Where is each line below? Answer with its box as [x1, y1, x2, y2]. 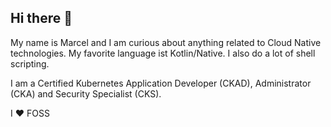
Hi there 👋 [10, 10, 73, 27]
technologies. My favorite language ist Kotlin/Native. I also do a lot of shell [10, 47, 316, 59]
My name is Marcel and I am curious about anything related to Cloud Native [10, 36, 322, 48]
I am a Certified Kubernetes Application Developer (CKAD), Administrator [10, 77, 312, 89]
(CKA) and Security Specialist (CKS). [10, 87, 162, 100]
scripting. [10, 57, 50, 70]
